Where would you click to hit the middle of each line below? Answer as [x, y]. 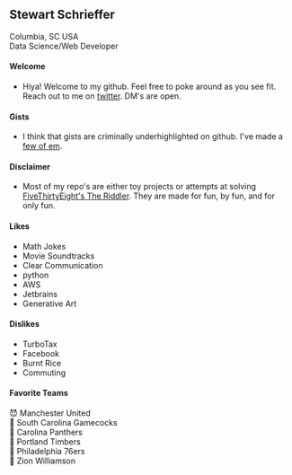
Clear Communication [62, 265]
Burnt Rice [42, 363]
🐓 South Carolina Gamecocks [64, 423]
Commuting [44, 373]
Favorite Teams [39, 393]
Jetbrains [40, 294]
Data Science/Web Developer [64, 46]
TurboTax [40, 344]
